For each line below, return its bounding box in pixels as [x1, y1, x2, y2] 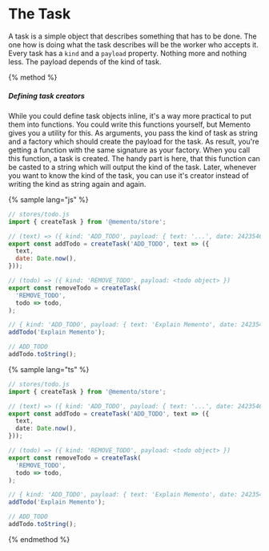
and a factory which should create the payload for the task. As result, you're [8, 136, 259, 146]
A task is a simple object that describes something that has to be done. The [8, 31, 258, 41]
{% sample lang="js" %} [8, 194, 90, 205]
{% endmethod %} [8, 534, 70, 544]
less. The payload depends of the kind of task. [8, 57, 162, 67]
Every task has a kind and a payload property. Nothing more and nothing [8, 48, 247, 58]
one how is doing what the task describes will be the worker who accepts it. [8, 39, 259, 49]
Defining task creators [8, 91, 86, 100]
